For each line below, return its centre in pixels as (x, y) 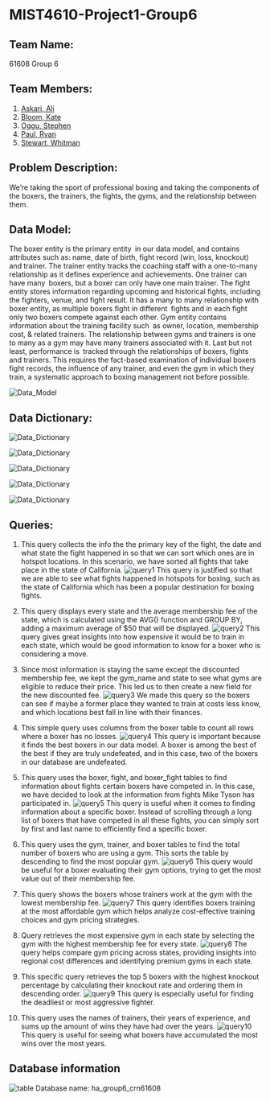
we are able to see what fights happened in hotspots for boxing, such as (140, 579)
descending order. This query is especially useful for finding (137, 994)
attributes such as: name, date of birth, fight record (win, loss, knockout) (129, 257)
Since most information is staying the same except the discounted (130, 670)
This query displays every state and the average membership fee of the (139, 611)
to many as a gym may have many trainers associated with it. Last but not (131, 343)
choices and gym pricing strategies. (80, 920)
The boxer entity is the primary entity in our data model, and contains (125, 249)
